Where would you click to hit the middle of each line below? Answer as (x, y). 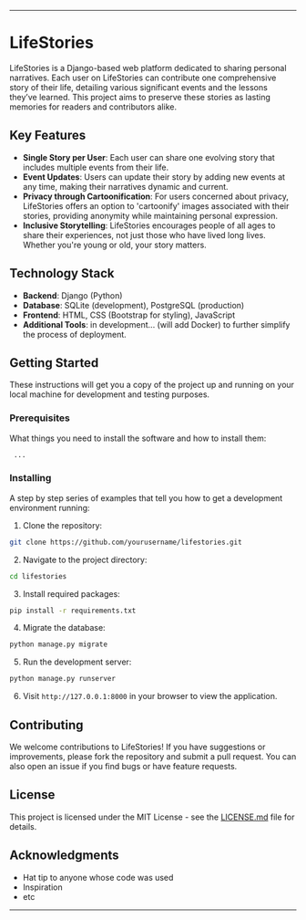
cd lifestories (38, 576)
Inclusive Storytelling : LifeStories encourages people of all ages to (149, 225)
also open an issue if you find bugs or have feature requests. (123, 767)
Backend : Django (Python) (72, 295)
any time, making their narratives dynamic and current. (126, 186)
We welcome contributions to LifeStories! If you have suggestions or (138, 747)
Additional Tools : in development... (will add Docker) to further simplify (156, 324)
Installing (31, 478)
